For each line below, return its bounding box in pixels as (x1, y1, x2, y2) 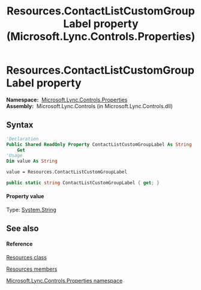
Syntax (6, 120, 34, 130)
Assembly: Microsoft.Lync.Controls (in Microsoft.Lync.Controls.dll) (6, 102, 173, 109)
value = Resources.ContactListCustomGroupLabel (6, 169, 128, 175)
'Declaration (6, 136, 39, 142)
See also (6, 223, 39, 234)
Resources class (6, 253, 47, 261)
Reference (6, 240, 33, 247)
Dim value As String (6, 158, 58, 165)
